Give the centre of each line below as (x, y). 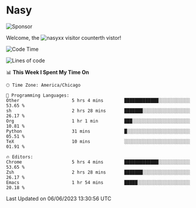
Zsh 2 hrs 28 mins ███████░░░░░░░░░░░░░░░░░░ (98, 172)
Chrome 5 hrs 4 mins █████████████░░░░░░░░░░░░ (98, 162)
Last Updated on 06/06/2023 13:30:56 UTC (59, 198)
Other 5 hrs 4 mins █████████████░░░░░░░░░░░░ (98, 100)
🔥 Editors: (20, 157)
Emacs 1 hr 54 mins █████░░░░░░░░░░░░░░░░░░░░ (98, 182)
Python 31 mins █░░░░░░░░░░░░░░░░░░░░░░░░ (98, 131)
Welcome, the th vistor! (64, 37)
